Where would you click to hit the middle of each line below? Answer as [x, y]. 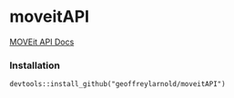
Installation [35, 65]
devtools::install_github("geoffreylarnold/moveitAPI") [117, 84]
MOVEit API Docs [42, 42]
